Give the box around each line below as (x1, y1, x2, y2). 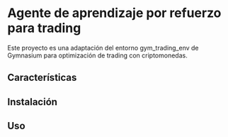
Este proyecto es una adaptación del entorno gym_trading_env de (7, 43, 200, 52)
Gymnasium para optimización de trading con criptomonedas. (7, 51, 188, 60)
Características (7, 72, 77, 84)
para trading (7, 20, 81, 36)
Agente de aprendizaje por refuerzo (7, 5, 222, 21)
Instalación (7, 96, 58, 108)
